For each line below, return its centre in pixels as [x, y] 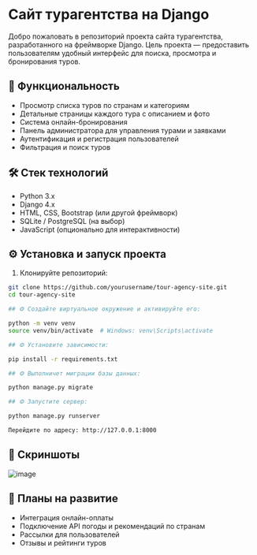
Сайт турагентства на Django [109, 15]
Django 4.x [37, 204]
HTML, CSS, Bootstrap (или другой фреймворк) [99, 212]
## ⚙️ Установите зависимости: [58, 345]
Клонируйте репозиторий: [63, 273]
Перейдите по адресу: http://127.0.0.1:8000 [82, 430]
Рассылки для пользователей [69, 535]
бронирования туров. [45, 61]
